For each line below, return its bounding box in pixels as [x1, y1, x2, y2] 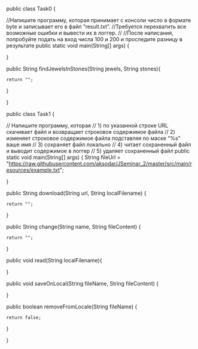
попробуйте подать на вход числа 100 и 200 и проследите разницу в [6, 36, 182, 42]
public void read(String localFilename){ [6, 257, 102, 264]
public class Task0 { [6, 5, 56, 12]
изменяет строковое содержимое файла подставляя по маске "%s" [6, 134, 181, 142]
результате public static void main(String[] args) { [6, 42, 130, 49]
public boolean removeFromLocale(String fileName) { [6, 303, 138, 310]
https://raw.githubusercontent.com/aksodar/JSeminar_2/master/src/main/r [8, 160, 193, 167]
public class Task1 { [6, 111, 55, 117]
